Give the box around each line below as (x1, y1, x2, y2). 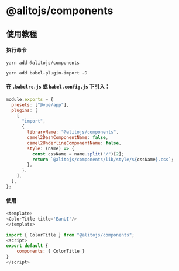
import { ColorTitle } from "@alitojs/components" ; (6, 232, 135, 238)
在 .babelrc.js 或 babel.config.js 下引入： (6, 83, 110, 90)
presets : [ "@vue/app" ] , (11, 101, 69, 108)
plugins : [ (11, 107, 38, 113)
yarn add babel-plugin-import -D (6, 70, 88, 76)
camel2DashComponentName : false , (27, 135, 109, 141)
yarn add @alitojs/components (6, 60, 80, 66)
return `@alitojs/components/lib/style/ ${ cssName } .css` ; (32, 157, 174, 162)
